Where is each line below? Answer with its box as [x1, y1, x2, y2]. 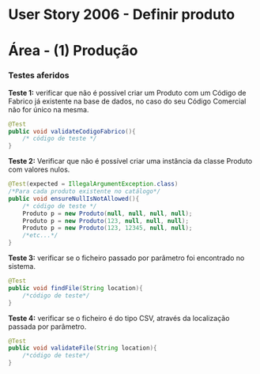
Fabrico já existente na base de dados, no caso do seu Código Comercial [8, 96, 247, 106]
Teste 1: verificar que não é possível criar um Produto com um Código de [8, 88, 247, 97]
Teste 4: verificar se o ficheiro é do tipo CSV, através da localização [8, 313, 230, 323]
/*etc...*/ [22, 232, 58, 240]
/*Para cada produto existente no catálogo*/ [8, 187, 160, 195]
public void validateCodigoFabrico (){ [8, 127, 136, 135]
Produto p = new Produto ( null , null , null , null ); [22, 210, 193, 217]
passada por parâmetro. [8, 322, 87, 331]
